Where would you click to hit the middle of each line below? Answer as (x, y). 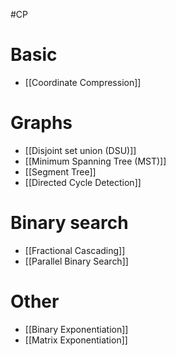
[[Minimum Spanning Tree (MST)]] (95, 161)
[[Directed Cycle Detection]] (83, 182)
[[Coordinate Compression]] (83, 82)
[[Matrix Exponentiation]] (76, 340)
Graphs (41, 123)
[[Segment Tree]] (60, 171)
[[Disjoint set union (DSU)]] (80, 150)
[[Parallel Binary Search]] (76, 261)
